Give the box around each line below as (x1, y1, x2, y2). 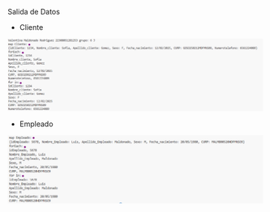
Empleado (19, 119, 54, 129)
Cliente (19, 23, 44, 32)
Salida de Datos (7, 7, 60, 16)
